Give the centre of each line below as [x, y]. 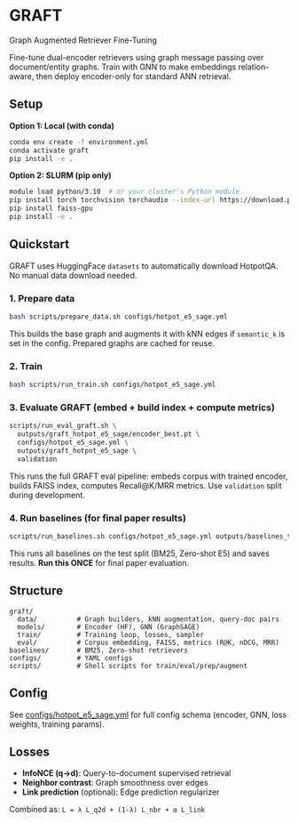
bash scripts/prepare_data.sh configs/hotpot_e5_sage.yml [118, 317]
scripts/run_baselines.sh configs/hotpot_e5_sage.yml [111, 537]
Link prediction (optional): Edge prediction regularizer [121, 792]
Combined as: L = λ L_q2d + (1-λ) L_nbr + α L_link [107, 810]
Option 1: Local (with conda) [62, 125]
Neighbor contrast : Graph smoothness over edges [115, 783]
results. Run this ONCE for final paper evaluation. [99, 562]
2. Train [26, 366]
